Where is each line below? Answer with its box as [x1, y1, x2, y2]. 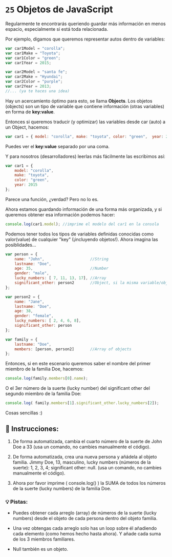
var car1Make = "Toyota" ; [5, 50, 60, 56]
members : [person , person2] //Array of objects [14, 346, 132, 352]
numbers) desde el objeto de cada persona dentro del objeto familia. [12, 515, 158, 522]
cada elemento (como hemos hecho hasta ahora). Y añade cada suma [12, 531, 161, 537]
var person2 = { [5, 294, 40, 300]
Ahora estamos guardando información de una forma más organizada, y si [5, 206, 162, 212]
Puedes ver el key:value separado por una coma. [5, 143, 110, 149]
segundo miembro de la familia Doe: [5, 391, 82, 397]
